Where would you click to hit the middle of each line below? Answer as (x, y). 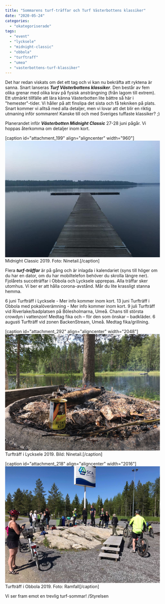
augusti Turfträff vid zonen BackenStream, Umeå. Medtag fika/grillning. (77, 322)
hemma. (13, 292)
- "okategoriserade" (30, 26)
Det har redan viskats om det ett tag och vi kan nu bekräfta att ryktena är (79, 82)
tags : (11, 31)
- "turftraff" (24, 57)
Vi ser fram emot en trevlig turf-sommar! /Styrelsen (57, 596)
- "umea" (18, 62)
